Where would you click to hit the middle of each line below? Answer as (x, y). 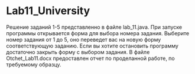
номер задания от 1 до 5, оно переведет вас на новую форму (84, 39)
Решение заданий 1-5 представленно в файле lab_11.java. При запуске (94, 27)
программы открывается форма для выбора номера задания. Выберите (98, 33)
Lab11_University (48, 11)
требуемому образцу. (34, 64)
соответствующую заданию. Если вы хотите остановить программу (92, 46)
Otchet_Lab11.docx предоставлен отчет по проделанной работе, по (91, 58)
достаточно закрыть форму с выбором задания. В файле (78, 52)
